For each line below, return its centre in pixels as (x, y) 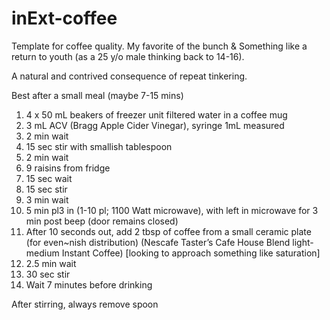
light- (303, 242)
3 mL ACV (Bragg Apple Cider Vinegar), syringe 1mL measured (155, 125)
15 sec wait (49, 178)
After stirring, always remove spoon (85, 304)
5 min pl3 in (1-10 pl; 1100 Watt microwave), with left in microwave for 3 (172, 210)
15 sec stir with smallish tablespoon (99, 146)
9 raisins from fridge (68, 168)
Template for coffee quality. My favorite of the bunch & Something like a (159, 46)
